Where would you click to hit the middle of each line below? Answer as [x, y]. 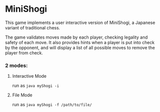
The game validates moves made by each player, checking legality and [76, 37]
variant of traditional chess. [33, 27]
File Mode [22, 95]
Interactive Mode [29, 76]
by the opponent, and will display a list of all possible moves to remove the [80, 47]
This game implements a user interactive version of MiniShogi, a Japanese [80, 22]
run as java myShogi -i [36, 86]
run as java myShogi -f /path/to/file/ [52, 105]
